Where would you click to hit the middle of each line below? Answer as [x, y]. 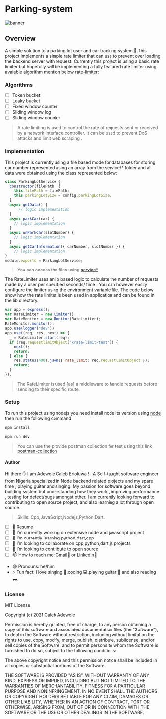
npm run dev [17, 436]
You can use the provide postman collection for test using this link [84, 446]
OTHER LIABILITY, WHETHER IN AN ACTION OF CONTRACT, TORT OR [77, 702]
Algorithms [19, 85]
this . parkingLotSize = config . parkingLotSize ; [63, 196]
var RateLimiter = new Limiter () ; [41, 314]
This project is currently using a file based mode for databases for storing [80, 162]
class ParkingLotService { [33, 182]
